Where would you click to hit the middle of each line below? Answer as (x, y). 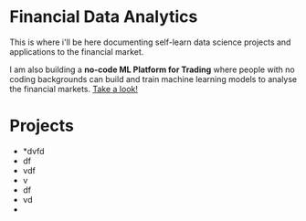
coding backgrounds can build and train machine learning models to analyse (153, 79)
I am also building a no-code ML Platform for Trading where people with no (152, 69)
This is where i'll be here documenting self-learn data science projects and (150, 42)
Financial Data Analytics (104, 17)
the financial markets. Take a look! (74, 89)
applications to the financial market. (77, 51)
